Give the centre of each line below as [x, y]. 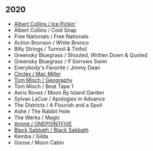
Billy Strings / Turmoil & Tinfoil [50, 49]
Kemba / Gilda [31, 136]
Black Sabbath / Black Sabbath [51, 130]
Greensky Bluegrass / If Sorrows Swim [60, 61]
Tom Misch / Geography [43, 80]
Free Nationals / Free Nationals [51, 36]
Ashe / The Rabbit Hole [42, 111]
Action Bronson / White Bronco [51, 42]
